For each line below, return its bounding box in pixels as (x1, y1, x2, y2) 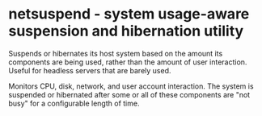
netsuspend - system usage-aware (8, 5, 250, 23)
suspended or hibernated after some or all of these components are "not (8, 89, 251, 99)
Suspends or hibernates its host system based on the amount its (8, 48, 223, 58)
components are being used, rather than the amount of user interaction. (8, 57, 247, 67)
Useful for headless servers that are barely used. (8, 65, 171, 75)
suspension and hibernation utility (8, 22, 244, 40)
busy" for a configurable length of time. (8, 98, 140, 108)
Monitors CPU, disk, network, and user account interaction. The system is (8, 81, 254, 91)
